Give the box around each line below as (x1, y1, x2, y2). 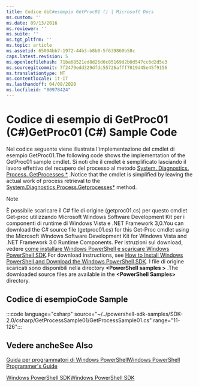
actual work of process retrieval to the (6, 177, 101, 184)
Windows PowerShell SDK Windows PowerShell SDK (6, 374, 135, 382)
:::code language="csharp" (6, 310, 73, 317)
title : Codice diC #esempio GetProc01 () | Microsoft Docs (6, 8, 154, 15)
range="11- (153, 316, 180, 324)
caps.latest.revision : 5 (6, 53, 68, 59)
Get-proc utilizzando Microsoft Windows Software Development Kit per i (6, 213, 185, 220)
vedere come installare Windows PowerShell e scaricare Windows (6, 245, 170, 252)
